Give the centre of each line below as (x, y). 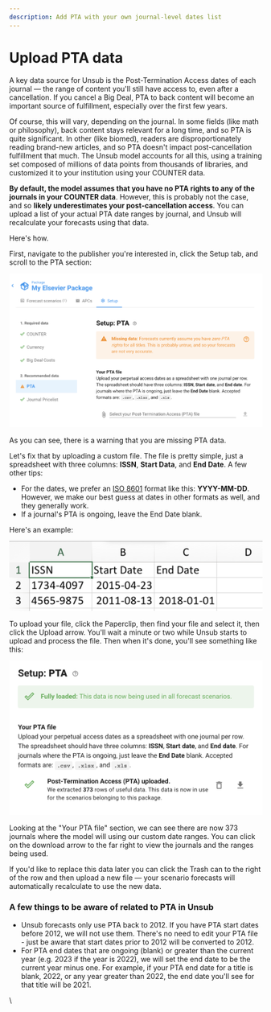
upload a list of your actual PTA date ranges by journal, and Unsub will (125, 214)
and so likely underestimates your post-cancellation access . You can (127, 205)
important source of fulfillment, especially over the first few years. (119, 105)
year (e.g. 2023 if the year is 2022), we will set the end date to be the (135, 959)
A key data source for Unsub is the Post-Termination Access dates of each (133, 80)
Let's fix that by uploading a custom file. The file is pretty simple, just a (126, 455)
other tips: (26, 473)
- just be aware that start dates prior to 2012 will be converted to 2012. (138, 942)
